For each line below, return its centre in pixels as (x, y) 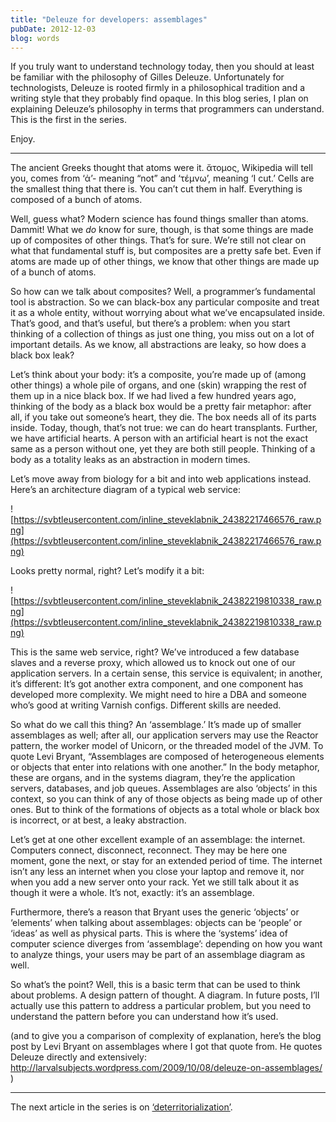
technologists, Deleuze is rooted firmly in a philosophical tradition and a (158, 88)
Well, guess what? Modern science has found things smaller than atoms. (159, 219)
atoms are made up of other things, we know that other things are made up (165, 262)
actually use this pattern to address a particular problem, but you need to (161, 1006)
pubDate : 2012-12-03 (53, 29)
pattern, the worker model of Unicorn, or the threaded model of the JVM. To (167, 746)
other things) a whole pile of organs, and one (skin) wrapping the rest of (158, 385)
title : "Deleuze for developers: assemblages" (109, 19)
